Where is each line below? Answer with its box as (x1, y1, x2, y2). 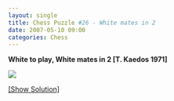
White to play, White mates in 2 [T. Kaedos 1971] (8, 55, 168, 64)
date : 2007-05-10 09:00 (8, 26, 86, 34)
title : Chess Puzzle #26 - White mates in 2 (8, 19, 156, 27)
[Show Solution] (8, 85, 60, 94)
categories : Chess (8, 33, 68, 41)
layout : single (8, 11, 58, 20)
